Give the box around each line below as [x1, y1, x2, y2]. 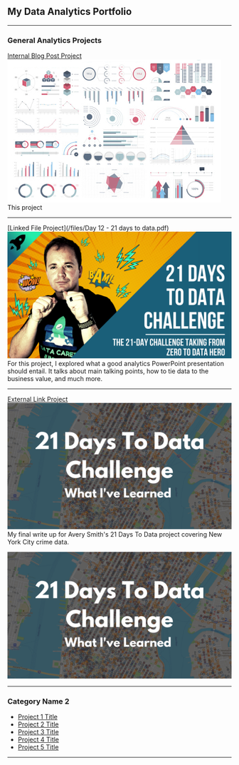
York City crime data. [7, 538, 70, 547]
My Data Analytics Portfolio [7, 6, 132, 18]
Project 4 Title [17, 735, 59, 744]
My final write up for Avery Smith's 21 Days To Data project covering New [7, 530, 223, 539]
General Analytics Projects [7, 35, 102, 45]
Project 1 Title [17, 712, 58, 721]
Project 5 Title [17, 742, 59, 751]
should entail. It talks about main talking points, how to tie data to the [7, 367, 209, 375]
